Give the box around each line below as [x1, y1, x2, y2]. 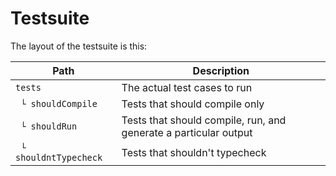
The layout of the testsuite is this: [10, 40, 148, 52]
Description [192, 63, 250, 77]
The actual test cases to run [121, 80, 253, 94]
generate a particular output [121, 125, 253, 139]
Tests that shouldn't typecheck [121, 145, 267, 159]
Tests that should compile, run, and [121, 113, 287, 127]
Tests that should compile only [121, 97, 265, 111]
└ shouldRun [20, 120, 78, 132]
